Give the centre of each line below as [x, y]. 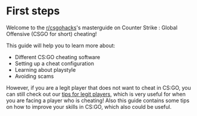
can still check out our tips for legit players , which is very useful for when [96, 94]
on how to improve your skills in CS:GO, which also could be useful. [89, 106]
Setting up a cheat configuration [54, 63]
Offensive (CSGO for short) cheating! [51, 33]
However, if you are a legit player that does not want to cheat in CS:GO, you [99, 87]
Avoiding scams [34, 76]
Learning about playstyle [45, 69]
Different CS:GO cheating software [57, 57]
